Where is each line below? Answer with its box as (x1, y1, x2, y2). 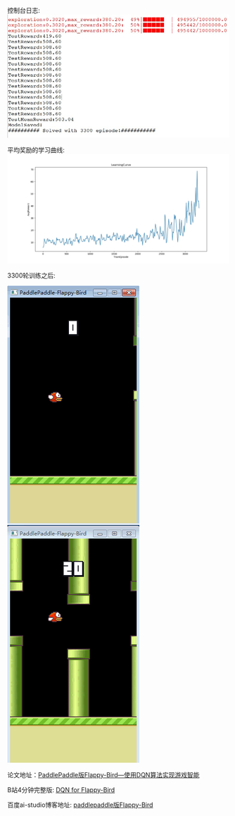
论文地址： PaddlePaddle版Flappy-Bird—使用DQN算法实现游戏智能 (7, 770, 200, 779)
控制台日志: (7, 6, 41, 14)
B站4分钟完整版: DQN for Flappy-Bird (7, 785, 115, 794)
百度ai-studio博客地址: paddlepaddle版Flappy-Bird (7, 800, 153, 809)
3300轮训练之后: (7, 271, 56, 280)
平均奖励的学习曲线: (7, 146, 65, 154)
